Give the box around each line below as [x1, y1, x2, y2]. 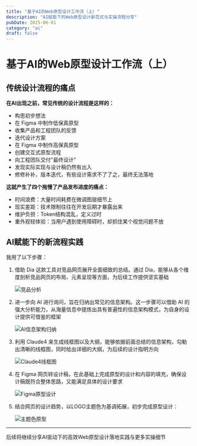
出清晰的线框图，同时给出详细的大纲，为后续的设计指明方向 [14, 345, 159, 352]
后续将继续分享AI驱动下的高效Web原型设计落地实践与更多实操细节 [6, 433, 166, 440]
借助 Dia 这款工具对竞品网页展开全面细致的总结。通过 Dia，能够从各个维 [14, 266, 189, 273]
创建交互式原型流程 [14, 149, 62, 156]
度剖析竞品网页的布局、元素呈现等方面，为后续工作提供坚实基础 [14, 273, 169, 280]
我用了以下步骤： [6, 254, 47, 261]
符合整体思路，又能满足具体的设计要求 [30, 378, 123, 385]
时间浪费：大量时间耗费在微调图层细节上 [14, 196, 113, 203]
